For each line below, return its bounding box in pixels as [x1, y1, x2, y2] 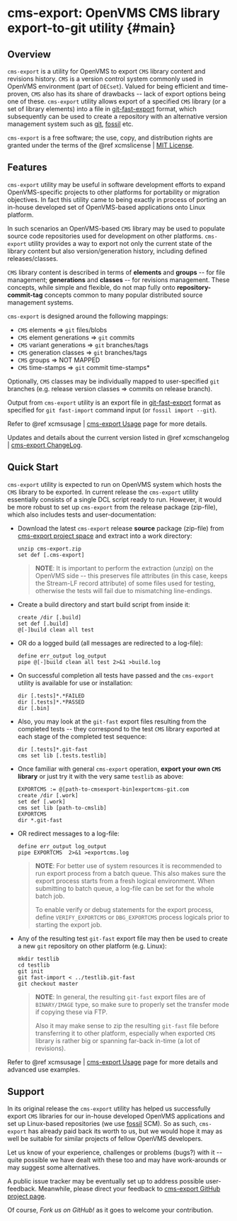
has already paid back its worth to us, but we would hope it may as [28, 1127, 223, 1135]
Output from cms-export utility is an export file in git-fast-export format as [7, 398, 221, 407]
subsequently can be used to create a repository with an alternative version [7, 112, 228, 120]
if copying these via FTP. [35, 1008, 108, 1016]
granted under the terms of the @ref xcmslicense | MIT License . [7, 141, 195, 150]
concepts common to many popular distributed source [44, 291, 203, 299]
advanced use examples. [7, 1065, 81, 1074]
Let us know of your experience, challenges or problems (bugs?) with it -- [7, 1148, 223, 1157]
